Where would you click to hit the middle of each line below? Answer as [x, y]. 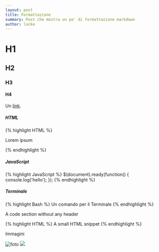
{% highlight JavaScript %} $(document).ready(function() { [67, 174]
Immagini [15, 234]
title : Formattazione [28, 15]
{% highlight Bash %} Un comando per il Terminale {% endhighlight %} [80, 204]
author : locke [20, 24]
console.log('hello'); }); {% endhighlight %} [50, 180]
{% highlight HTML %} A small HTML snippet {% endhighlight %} [74, 224]
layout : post [19, 10]
